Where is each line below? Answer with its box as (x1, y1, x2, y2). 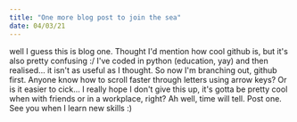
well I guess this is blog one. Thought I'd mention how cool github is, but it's (9, 45, 288, 56)
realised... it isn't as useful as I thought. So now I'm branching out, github (9, 64, 278, 76)
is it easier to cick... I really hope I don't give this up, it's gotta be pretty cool (9, 84, 288, 94)
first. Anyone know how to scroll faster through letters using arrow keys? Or (9, 74, 287, 85)
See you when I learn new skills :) (9, 102, 132, 113)
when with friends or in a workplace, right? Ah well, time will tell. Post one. (9, 93, 283, 103)
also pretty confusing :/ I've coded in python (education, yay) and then (9, 55, 269, 66)
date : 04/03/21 (9, 21, 66, 30)
